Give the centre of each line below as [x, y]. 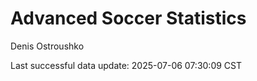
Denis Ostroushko [47, 46]
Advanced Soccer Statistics [128, 18]
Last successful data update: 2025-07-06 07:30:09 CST [126, 65]
